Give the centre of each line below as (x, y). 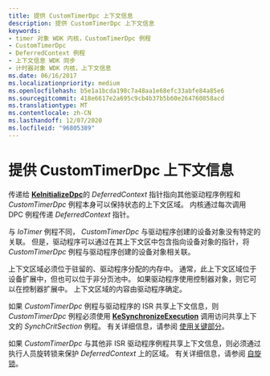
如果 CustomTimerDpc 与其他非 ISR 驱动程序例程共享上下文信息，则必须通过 (135, 343)
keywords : (25, 31)
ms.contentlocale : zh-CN (50, 114)
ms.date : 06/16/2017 (43, 76)
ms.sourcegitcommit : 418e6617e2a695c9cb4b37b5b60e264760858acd (117, 98)
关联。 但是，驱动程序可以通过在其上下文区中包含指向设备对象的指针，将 (129, 242)
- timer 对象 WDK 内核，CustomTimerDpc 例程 (80, 38)
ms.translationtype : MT (48, 105)
